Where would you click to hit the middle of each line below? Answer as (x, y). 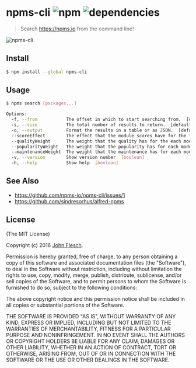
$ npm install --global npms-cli (47, 72)
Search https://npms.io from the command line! (77, 29)
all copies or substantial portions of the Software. (65, 305)
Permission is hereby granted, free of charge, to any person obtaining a (92, 256)
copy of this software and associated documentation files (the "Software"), (96, 262)
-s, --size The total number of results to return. (88, 125)
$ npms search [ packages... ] (41, 103)
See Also (22, 181)
